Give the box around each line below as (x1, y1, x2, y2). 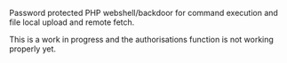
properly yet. (9, 43, 56, 54)
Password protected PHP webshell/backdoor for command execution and (9, 8, 278, 18)
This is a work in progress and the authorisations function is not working (9, 35, 274, 44)
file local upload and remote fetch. (9, 17, 135, 28)
